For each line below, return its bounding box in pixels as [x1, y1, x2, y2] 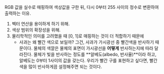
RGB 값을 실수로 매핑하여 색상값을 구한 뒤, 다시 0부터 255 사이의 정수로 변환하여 [4, 4, 159, 10]
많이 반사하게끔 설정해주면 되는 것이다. [28, 64, 102, 70]
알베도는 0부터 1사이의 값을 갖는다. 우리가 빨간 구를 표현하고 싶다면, [19, 58, 149, 63]
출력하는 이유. [4, 10, 32, 16]
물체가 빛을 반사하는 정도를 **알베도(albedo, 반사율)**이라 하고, [33, 51, 157, 57]
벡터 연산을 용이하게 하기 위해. [11, 21, 70, 26]
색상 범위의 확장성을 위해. [11, 27, 61, 33]
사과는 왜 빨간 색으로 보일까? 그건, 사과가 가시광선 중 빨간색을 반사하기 [19, 39, 154, 45]
